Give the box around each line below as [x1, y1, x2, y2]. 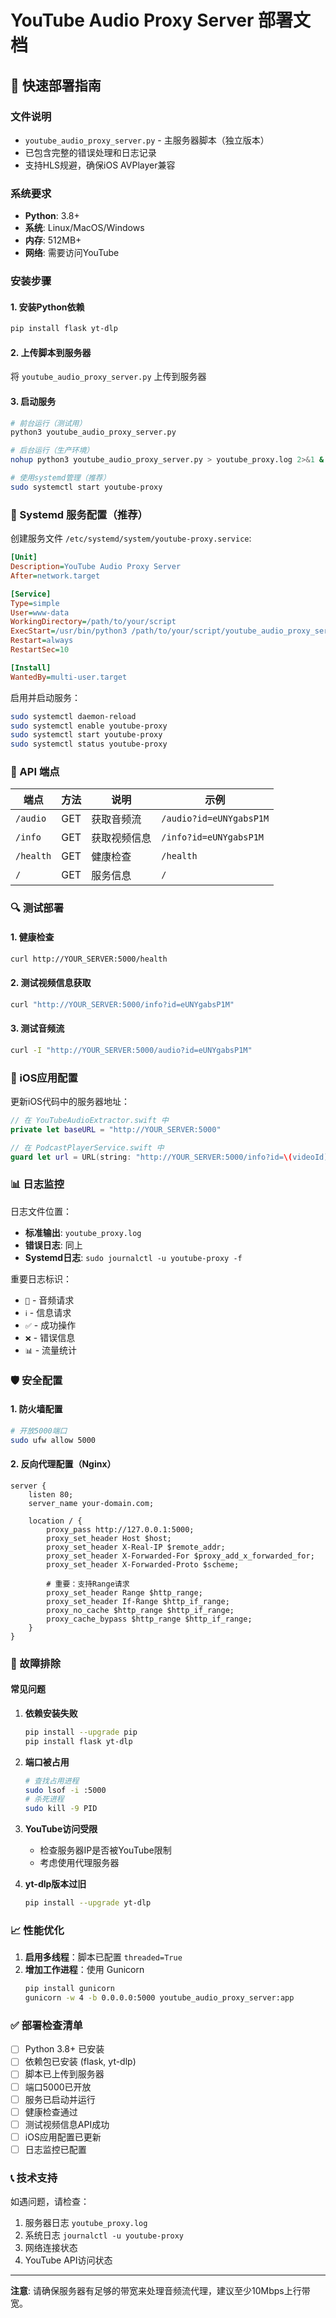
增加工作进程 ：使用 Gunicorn [24, 1964, 145, 1976]
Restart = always [10, 636, 74, 646]
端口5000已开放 [24, 2081, 92, 2093]
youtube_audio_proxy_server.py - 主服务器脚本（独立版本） [24, 134, 270, 146]
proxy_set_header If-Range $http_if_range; [46, 1596, 230, 1606]
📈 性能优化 [10, 1923, 65, 1937]
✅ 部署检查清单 [10, 2018, 83, 2032]
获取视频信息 [91, 831, 152, 845]
